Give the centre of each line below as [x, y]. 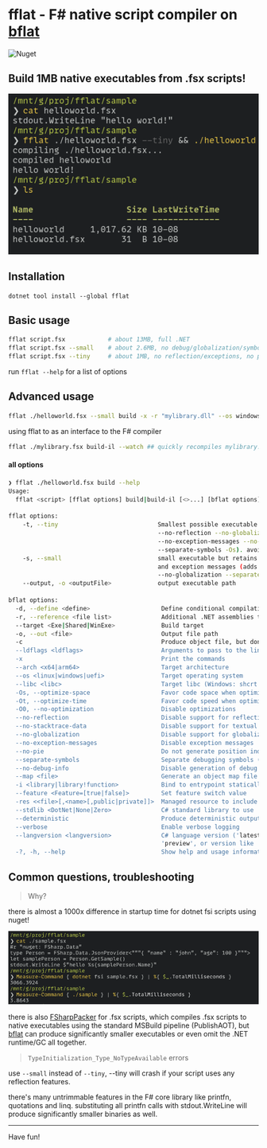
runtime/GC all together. [48, 1043]
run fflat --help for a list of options [68, 372]
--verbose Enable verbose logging [128, 827]
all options [26, 465]
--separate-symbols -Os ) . [201, 550]
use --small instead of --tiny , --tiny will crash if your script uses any [122, 1073]
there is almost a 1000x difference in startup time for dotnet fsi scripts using [132, 912]
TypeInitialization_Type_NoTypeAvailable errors [108, 1058]
